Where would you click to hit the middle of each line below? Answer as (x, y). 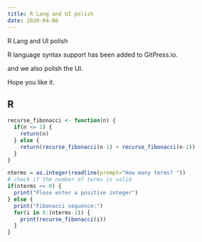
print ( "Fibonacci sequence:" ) (58, 206)
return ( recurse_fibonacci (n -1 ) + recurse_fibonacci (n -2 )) (108, 147)
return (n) (35, 134)
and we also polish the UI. (45, 68)
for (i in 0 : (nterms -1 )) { (52, 213)
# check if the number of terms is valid (70, 180)
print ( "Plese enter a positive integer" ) (76, 193)
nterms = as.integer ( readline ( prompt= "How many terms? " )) (97, 173)
